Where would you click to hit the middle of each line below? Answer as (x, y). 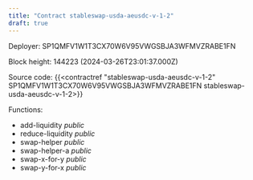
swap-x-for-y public (53, 159)
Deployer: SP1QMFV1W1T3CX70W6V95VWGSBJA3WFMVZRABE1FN (122, 46)
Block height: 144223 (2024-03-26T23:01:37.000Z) (93, 62)
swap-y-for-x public (53, 167)
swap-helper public (52, 142)
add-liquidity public (52, 125)
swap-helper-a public (56, 150)
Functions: (26, 110)
